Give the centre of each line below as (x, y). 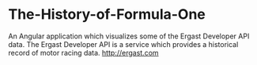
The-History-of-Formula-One (107, 14)
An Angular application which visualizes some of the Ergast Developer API (129, 36)
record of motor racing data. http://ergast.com (84, 52)
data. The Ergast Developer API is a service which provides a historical (123, 44)
